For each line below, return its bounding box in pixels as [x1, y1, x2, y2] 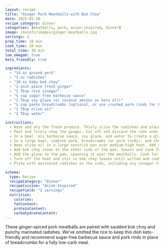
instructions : [5, 120, 34, 125]
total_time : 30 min [5, 48, 45, 53]
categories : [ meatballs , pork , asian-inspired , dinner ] [5, 25, 121, 30]
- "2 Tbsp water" [9, 111, 45, 116]
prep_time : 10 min [5, 39, 42, 44]
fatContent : [14, 201, 38, 207]
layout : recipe [5, 7, 36, 12]
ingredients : [5, 66, 32, 71]
